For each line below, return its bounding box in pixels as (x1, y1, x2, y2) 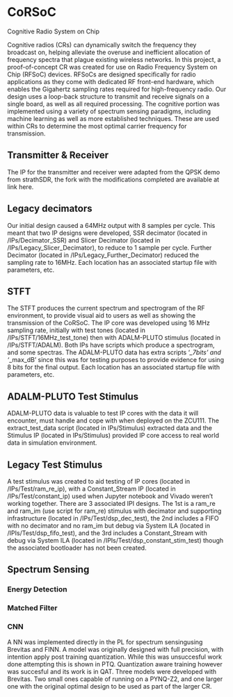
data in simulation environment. (7, 438, 97, 447)
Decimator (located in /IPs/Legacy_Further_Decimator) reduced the (7, 251, 200, 259)
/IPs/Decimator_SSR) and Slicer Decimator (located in (7, 236, 161, 244)
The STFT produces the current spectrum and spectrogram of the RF (7, 304, 205, 313)
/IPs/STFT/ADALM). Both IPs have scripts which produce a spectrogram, (7, 341, 215, 350)
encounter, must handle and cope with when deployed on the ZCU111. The (7, 416, 219, 425)
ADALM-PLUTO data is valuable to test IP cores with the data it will (7, 409, 199, 418)
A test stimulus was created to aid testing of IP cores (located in (7, 477, 190, 485)
